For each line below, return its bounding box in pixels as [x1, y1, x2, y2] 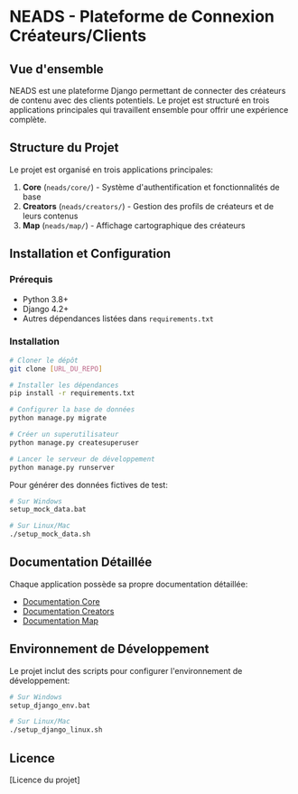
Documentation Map [22, 615, 99, 626]
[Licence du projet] [9, 774, 80, 785]
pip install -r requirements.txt [9, 389, 135, 398]
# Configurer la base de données [9, 405, 135, 414]
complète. [9, 115, 47, 125]
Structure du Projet [9, 140, 119, 155]
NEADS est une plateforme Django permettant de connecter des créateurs [9, 86, 286, 96]
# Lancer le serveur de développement [9, 454, 155, 464]
